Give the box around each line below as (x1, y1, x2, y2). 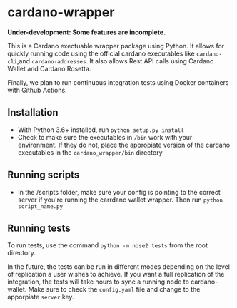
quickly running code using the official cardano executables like (7, 49, 195, 58)
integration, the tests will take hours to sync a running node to (7, 277, 189, 286)
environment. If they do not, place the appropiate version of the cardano (17, 140, 231, 149)
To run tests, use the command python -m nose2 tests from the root (7, 241, 208, 250)
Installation (7, 106, 59, 118)
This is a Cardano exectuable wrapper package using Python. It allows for (7, 41, 225, 50)
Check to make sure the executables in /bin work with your (17, 133, 193, 141)
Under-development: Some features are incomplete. (7, 28, 166, 36)
